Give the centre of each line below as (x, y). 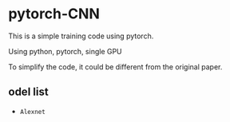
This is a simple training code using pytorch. (81, 36)
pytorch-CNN (54, 14)
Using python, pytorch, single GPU (65, 51)
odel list (29, 92)
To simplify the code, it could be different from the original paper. (115, 67)
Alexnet (32, 112)
